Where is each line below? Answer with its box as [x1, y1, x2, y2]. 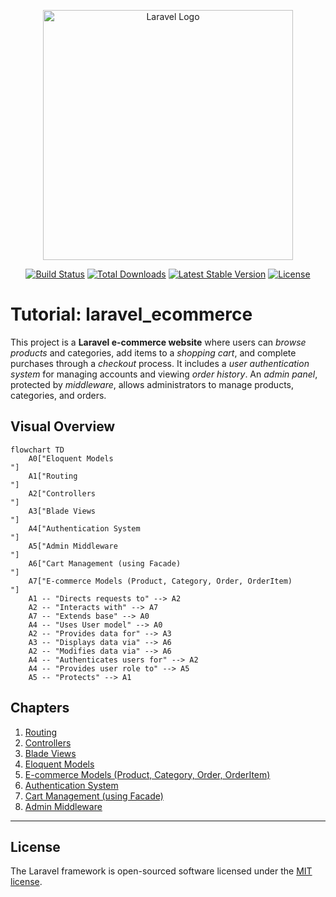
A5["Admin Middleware [28, 541, 118, 551]
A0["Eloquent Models [28, 453, 114, 464]
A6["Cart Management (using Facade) [28, 558, 182, 569]
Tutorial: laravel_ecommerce [10, 303, 253, 326]
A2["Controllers [28, 488, 97, 499]
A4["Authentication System [28, 523, 141, 534]
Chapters [10, 700, 70, 717]
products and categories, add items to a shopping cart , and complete [10, 346, 297, 359]
